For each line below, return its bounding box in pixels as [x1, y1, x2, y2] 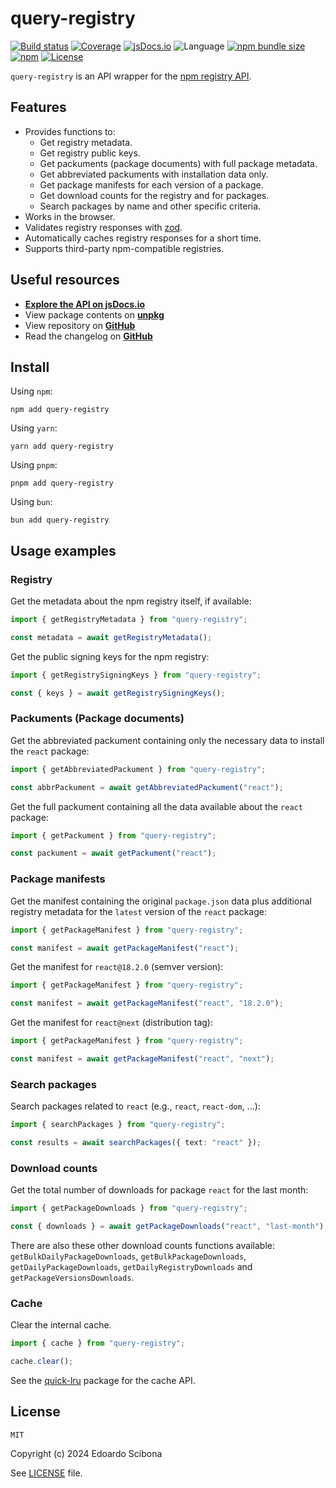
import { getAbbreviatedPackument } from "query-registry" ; [10, 764, 267, 774]
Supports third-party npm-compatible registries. [24, 242, 225, 254]
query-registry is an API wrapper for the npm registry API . [10, 70, 252, 82]
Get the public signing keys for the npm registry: [10, 650, 210, 662]
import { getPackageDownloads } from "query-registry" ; [10, 1203, 248, 1214]
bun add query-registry [10, 515, 110, 526]
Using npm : [10, 385, 53, 397]
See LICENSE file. [10, 1467, 83, 1479]
